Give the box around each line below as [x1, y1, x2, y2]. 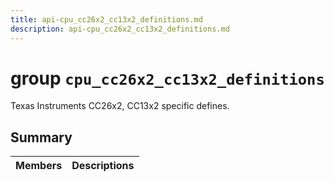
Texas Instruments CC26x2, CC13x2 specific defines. [10, 100, 230, 112]
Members [15, 159, 63, 173]
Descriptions [71, 159, 135, 173]
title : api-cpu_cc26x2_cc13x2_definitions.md [10, 14, 203, 25]
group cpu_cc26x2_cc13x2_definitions [10, 67, 325, 90]
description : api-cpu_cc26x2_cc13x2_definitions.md [10, 24, 230, 34]
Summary [10, 129, 73, 146]
